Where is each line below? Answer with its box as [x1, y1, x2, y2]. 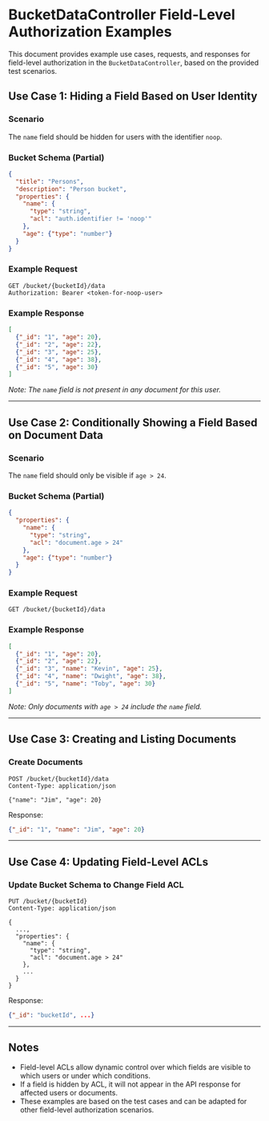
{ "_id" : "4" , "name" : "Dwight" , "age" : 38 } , [15, 672, 167, 680]
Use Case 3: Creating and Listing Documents [8, 733, 237, 746]
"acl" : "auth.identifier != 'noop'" [29, 215, 152, 223]
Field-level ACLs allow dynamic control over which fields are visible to [19, 1062, 251, 1072]
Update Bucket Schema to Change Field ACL [8, 879, 184, 890]
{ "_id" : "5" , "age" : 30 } [15, 363, 98, 371]
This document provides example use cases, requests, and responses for [8, 49, 251, 59]
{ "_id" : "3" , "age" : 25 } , [15, 347, 102, 356]
